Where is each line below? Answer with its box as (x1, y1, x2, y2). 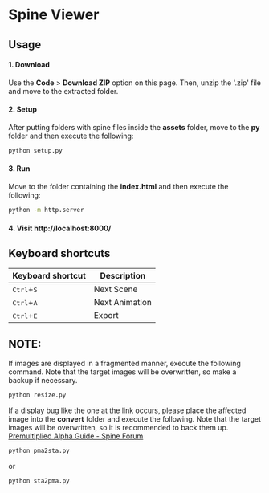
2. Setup (8, 104, 38, 114)
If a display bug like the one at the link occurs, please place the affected (8, 405, 247, 415)
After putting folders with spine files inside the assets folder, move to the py (8, 122, 260, 132)
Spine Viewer (8, 6, 100, 24)
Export (93, 310, 119, 321)
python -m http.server (8, 206, 84, 214)
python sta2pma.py (8, 476, 70, 485)
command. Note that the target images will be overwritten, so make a (8, 367, 237, 377)
